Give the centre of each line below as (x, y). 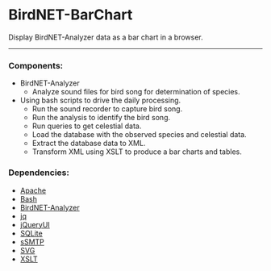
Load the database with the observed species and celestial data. (140, 135)
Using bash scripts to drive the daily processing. (100, 100)
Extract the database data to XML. (89, 144)
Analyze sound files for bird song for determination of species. (136, 92)
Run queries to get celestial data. (87, 126)
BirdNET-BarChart (71, 15)
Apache (33, 190)
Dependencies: (39, 173)
